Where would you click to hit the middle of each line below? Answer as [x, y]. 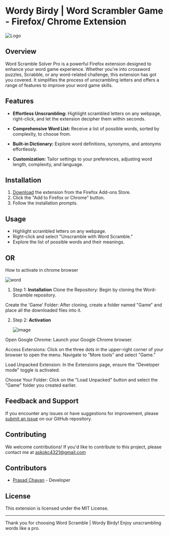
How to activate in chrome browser [42, 270]
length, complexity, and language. [48, 164]
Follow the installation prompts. [45, 203]
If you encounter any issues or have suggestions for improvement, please [82, 413]
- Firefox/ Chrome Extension [66, 22]
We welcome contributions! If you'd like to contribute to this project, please [83, 447]
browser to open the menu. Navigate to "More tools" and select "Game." [80, 355]
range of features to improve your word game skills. [59, 85]
